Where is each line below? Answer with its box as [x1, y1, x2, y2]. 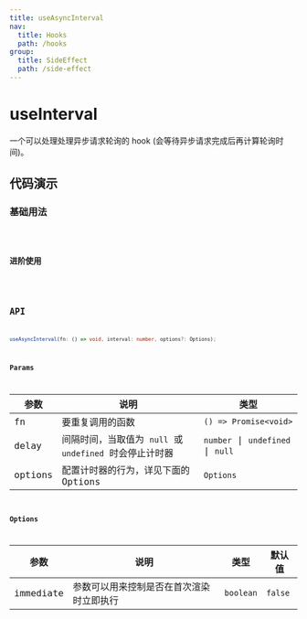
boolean [224, 588, 258, 599]
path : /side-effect [17, 65, 92, 74]
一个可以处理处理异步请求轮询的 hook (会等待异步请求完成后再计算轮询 [9, 134, 276, 146]
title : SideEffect [17, 56, 89, 65]
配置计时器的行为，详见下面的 [61, 464, 190, 476]
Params [9, 363, 35, 373]
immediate [14, 587, 64, 599]
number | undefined [204, 434, 291, 446]
